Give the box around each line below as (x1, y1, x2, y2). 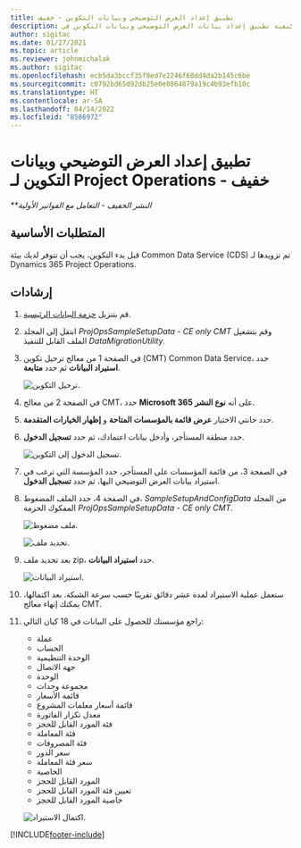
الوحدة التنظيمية (36, 651, 90, 662)
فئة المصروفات (36, 737, 88, 748)
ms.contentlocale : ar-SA (10, 96, 103, 105)
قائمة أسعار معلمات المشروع (36, 699, 133, 710)
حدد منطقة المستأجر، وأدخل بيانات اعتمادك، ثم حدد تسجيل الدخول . (22, 431, 245, 442)
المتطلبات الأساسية (10, 225, 105, 241)
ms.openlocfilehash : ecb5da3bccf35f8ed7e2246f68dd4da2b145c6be (10, 71, 251, 80)
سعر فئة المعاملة (36, 756, 93, 767)
